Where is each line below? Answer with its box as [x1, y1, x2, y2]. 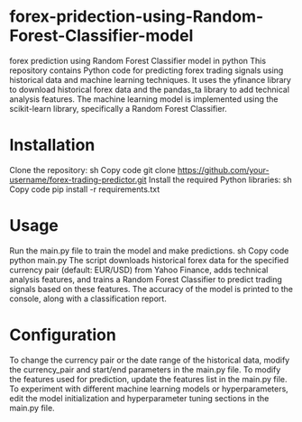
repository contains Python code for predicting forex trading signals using [9, 65, 284, 76]
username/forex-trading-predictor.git [9, 174, 147, 185]
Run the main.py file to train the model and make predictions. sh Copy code [9, 245, 289, 256]
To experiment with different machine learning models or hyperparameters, [9, 383, 288, 394]
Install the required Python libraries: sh [148, 174, 292, 185]
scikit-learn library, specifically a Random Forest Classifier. [9, 103, 227, 114]
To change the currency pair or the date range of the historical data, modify [9, 354, 290, 365]
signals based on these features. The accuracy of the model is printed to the [9, 283, 293, 294]
